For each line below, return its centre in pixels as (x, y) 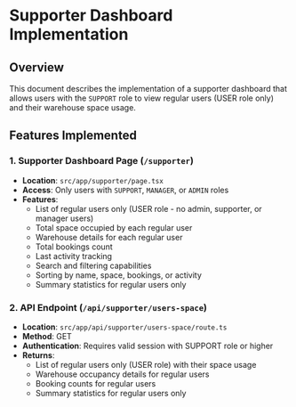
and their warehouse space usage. (72, 107)
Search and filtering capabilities (93, 265)
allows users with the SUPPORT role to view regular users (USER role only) (141, 98)
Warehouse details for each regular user (109, 237)
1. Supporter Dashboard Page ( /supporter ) (101, 161)
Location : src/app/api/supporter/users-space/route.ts (124, 327)
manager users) (64, 218)
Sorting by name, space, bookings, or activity (119, 275)
